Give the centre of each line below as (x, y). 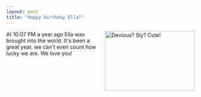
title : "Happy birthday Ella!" (45, 17)
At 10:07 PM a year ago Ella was (45, 34)
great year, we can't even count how (51, 47)
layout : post (22, 12)
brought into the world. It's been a (48, 40)
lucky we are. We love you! (39, 53)
